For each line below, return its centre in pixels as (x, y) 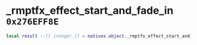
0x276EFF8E (33, 22)
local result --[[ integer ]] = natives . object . (67, 36)
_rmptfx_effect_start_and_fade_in (90, 11)
